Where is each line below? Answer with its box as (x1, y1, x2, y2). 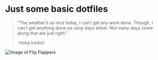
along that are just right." (17, 30, 68, 36)
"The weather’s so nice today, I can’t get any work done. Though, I (17, 20, 154, 26)
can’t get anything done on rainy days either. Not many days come (17, 25, 153, 30)
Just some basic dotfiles (5, 3, 108, 15)
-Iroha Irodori (17, 39, 45, 45)
